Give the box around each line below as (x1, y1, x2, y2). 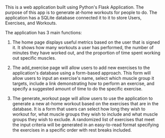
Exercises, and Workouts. (5, 20, 57, 26)
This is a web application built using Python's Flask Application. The (5, 4, 144, 10)
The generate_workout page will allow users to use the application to (12, 95, 153, 101)
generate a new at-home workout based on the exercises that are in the (12, 101, 159, 106)
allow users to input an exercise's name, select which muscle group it (12, 75, 155, 81)
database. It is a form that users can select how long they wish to (12, 106, 146, 112)
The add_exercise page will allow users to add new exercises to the (12, 65, 150, 70)
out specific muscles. (12, 55, 56, 61)
